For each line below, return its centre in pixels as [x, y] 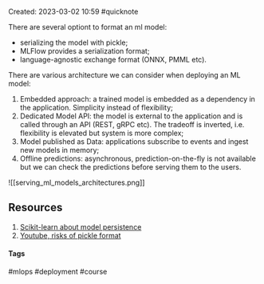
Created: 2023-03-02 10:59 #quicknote [73, 12]
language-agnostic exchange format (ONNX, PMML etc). [113, 60]
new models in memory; [59, 150]
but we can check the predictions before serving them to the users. [130, 167]
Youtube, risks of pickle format [70, 235]
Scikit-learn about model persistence [81, 226]
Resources [35, 208]
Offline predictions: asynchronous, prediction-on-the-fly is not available [138, 158]
